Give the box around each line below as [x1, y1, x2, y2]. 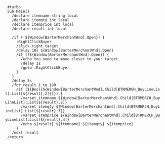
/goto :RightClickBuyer [20, 65, 70, 70]
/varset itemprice [20, 113, 58, 118]
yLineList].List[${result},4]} [5, 117, 70, 122]
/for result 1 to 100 [11, 83, 56, 88]
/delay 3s [11, 78, 32, 83]
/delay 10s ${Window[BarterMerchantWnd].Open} [16, 48, 114, 53]
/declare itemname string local [11, 13, 79, 18]
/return [7, 135, 23, 140]
